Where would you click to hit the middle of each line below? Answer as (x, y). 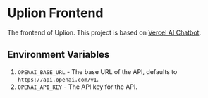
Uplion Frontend (55, 13)
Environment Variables (59, 55)
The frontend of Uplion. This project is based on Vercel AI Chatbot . (104, 32)
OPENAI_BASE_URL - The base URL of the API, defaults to (97, 71)
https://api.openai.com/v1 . (58, 79)
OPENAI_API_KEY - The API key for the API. (77, 87)
